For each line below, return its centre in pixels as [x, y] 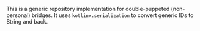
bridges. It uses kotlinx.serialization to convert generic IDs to [113, 15]
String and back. [27, 22]
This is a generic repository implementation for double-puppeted [88, 9]
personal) [18, 15]
